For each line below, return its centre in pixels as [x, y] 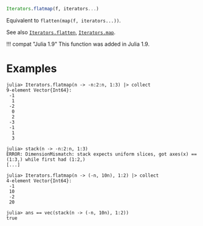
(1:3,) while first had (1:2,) [46, 159]
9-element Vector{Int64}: [39, 90]
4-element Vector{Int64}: [39, 181]
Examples [32, 69]
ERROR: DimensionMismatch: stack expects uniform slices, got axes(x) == [102, 154]
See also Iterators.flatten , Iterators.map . [61, 32]
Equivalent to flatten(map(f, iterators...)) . [64, 20]
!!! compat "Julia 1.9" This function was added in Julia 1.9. [78, 44]
